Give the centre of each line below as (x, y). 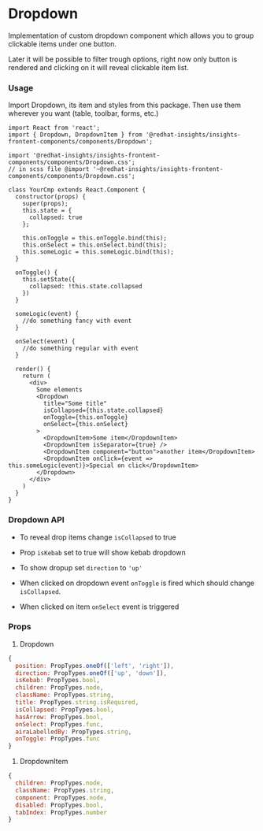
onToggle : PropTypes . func (58, 739)
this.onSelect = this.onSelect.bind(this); (95, 245)
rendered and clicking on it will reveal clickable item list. (98, 67)
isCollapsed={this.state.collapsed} (103, 410)
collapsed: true (56, 217)
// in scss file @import (49, 169)
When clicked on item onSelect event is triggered (99, 607)
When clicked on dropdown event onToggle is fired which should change (137, 583)
